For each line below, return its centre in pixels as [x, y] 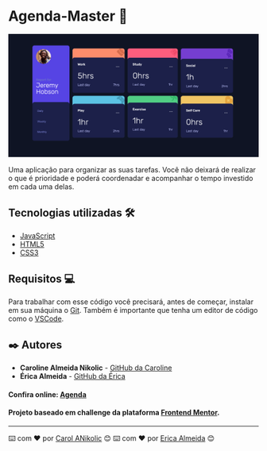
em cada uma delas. [41, 187]
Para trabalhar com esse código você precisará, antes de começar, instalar [131, 302]
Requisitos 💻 [42, 278]
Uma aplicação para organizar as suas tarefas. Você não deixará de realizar [132, 170]
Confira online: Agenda [48, 394]
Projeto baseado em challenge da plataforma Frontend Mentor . [114, 413]
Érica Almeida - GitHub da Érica [72, 376]
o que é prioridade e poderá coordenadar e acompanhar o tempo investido [131, 179]
